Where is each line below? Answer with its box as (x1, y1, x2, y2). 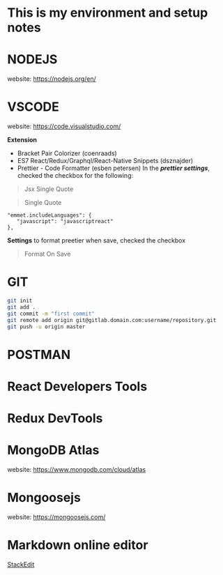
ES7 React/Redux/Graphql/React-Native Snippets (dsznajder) (17, 157, 194, 165)
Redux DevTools (7, 410, 103, 426)
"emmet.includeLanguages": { (7, 212, 92, 219)
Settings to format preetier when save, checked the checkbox (7, 236, 186, 245)
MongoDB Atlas (7, 443, 100, 458)
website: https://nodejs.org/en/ (7, 75, 96, 83)
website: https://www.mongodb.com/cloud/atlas (7, 465, 146, 473)
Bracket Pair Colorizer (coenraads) (17, 149, 117, 158)
